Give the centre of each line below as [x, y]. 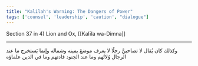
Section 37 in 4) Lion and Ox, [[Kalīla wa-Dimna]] [66, 33]
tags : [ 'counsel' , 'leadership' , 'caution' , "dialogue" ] [77, 17]
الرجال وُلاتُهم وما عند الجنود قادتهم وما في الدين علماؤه [66, 57]
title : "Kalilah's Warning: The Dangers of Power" [70, 11]
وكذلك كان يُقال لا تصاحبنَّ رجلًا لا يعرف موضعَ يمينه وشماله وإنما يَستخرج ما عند [92, 50]
